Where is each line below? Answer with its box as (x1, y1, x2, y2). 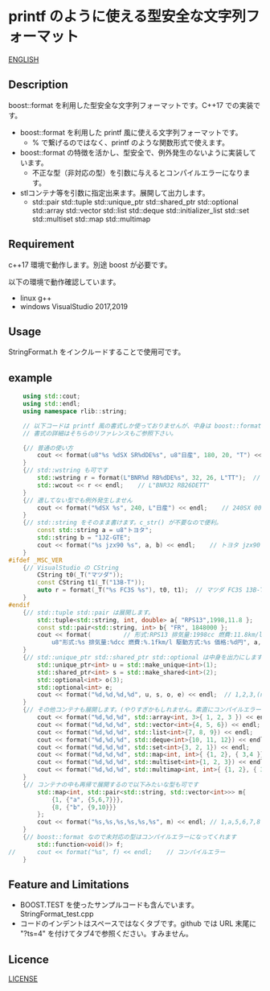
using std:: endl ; (22, 400, 81, 408)
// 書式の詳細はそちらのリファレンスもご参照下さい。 (22, 429, 178, 437)
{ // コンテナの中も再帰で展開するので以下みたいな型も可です (22, 780, 199, 789)
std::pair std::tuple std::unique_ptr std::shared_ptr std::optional (31, 196, 239, 206)
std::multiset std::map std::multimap (31, 214, 151, 224)
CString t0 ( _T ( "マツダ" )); (37, 571, 125, 580)
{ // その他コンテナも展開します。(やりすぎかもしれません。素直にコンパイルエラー (22, 706, 261, 714)
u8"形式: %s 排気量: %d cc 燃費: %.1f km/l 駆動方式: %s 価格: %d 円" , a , (51, 638, 262, 646)
